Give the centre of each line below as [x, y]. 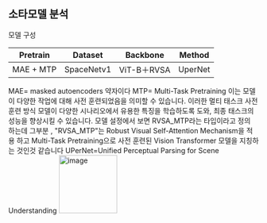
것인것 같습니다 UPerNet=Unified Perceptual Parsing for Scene [118, 150]
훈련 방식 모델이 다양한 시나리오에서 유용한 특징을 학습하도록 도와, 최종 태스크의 [131, 110]
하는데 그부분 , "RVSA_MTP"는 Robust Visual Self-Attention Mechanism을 [126, 130]
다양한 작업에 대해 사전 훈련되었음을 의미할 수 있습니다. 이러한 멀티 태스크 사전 [137, 101]
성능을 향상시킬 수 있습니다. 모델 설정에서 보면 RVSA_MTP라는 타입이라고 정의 [130, 121]
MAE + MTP [35, 69]
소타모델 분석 [39, 14]
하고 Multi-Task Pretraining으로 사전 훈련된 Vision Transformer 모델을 [127, 140]
